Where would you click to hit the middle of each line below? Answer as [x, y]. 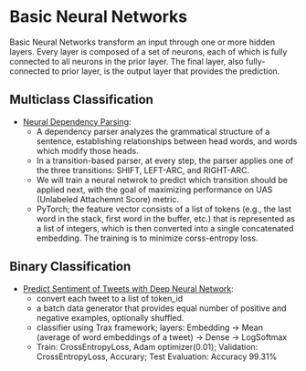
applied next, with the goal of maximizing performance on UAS [154, 190]
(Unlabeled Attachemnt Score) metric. [108, 199]
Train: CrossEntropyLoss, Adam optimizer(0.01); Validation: [147, 346]
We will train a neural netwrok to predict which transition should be [162, 180]
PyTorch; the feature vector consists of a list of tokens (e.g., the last [164, 209]
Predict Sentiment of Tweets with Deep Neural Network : [128, 288]
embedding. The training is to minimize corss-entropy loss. [147, 238]
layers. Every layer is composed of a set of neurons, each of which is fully [148, 51]
